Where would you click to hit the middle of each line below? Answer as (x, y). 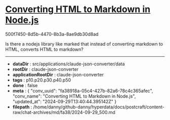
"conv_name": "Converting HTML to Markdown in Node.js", (74, 96)
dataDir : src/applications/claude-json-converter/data (69, 64)
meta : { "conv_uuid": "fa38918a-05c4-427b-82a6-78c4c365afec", (83, 91)
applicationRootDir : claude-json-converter (58, 74)
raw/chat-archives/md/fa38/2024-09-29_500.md (64, 112)
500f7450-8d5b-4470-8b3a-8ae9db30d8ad (52, 34)
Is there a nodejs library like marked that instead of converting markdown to (84, 44)
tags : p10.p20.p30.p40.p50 (42, 80)
